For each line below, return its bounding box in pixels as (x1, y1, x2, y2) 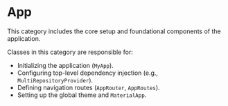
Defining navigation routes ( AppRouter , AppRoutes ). (17, 83, 161, 91)
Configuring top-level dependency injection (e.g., (17, 69, 158, 77)
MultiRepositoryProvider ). (17, 76, 94, 84)
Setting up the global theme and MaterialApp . (17, 91, 147, 99)
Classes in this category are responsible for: (7, 48, 133, 56)
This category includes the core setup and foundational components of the (7, 27, 221, 35)
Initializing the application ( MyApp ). (17, 61, 114, 69)
